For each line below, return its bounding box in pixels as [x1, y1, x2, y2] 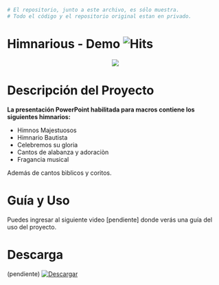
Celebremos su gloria [16, 140, 78, 149]
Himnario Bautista [16, 133, 68, 141]
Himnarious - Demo [7, 36, 121, 52]
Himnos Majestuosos [16, 126, 77, 134]
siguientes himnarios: [7, 112, 71, 120]
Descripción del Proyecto [7, 83, 154, 98]
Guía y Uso [7, 193, 70, 208]
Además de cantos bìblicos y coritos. [7, 169, 112, 177]
